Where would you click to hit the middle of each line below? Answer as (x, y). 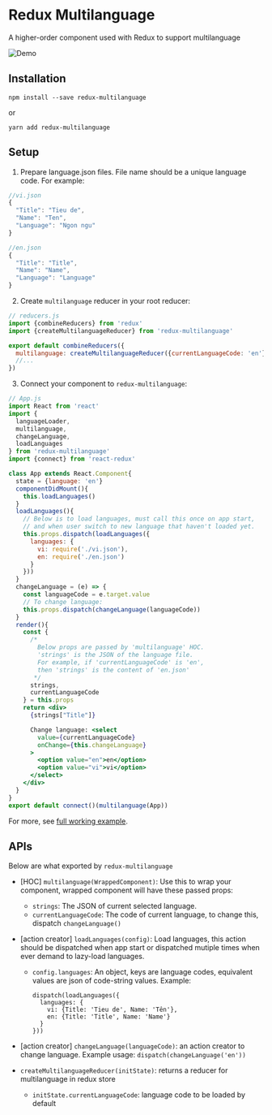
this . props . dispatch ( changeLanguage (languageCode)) (112, 609)
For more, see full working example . (68, 821)
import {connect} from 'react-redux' (72, 459)
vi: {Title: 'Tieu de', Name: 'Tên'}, (113, 1010)
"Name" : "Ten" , (41, 218)
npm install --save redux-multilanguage (78, 97)
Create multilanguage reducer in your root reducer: (105, 301)
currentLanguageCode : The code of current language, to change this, (145, 914)
